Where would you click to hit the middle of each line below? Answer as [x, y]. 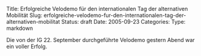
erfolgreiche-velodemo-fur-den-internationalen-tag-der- [115, 15]
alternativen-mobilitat [33, 22]
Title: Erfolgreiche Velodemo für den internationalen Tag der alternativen [97, 9]
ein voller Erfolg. [27, 46]
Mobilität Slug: [24, 15]
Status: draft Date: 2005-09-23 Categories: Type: [123, 22]
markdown [20, 28]
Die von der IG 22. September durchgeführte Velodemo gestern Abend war [100, 40]
